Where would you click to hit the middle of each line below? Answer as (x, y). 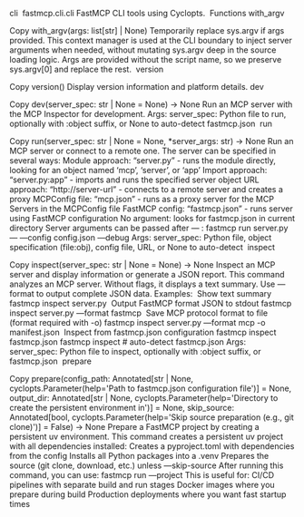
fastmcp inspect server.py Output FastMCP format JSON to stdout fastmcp (151, 303)
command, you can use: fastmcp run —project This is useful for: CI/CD (142, 475)
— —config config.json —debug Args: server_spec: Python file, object (141, 238)
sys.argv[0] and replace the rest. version (87, 69)
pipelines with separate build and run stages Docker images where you (142, 485)
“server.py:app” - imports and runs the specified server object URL (135, 180)
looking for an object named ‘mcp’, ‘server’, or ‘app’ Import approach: (138, 170)
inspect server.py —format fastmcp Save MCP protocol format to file (139, 313)
